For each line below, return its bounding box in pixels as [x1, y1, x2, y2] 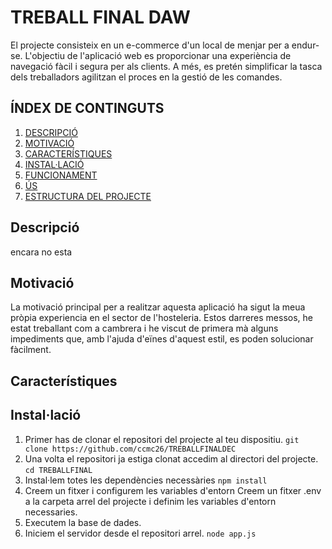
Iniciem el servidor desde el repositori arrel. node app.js [24, 527, 257, 539]
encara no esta [10, 246, 73, 258]
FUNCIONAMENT [24, 169, 98, 181]
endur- [291, 39, 320, 51]
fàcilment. [10, 344, 52, 356]
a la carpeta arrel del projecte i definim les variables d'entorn [24, 495, 277, 507]
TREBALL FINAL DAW [10, 6, 191, 29]
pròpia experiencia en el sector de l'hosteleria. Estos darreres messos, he [10, 312, 313, 324]
